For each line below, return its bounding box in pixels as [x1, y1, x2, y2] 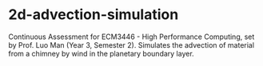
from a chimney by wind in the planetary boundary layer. [8, 49, 194, 58]
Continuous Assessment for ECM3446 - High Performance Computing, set [8, 32, 255, 41]
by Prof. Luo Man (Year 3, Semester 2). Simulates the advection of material [8, 40, 254, 49]
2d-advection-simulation [8, 6, 179, 24]
